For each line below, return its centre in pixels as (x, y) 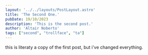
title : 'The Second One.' (32, 14)
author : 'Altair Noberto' (32, 28)
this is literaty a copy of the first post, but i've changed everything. (74, 47)
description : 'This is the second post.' (49, 24)
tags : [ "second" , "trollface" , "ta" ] (45, 33)
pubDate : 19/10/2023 (27, 19)
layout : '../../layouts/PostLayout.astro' (50, 10)
